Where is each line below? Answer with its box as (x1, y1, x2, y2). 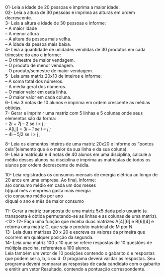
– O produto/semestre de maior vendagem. (5, 68, 93, 74)
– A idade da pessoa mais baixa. (5, 41, 71, 47)
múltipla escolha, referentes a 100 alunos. (5, 245, 90, 251)
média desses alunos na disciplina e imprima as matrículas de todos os (5, 157, 151, 162)
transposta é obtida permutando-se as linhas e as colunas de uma (5, 213, 141, 219)
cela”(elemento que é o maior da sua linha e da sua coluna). (5, 146, 128, 152)
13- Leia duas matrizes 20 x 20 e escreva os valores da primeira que (5, 229, 146, 235)
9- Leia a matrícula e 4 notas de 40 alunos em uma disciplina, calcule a (5, 151, 151, 157)
